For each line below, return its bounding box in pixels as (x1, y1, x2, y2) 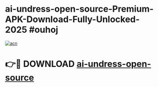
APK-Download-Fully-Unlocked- (5, 14, 140, 25)
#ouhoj (29, 24, 59, 35)
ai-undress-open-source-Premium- (5, 3, 154, 15)
